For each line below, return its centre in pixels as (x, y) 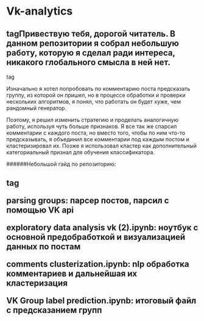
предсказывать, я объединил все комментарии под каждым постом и (98, 139)
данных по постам (44, 247)
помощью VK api (40, 210)
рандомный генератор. (37, 108)
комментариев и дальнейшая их (72, 274)
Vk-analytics (40, 11)
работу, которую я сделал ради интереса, (91, 53)
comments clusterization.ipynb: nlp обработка (98, 264)
